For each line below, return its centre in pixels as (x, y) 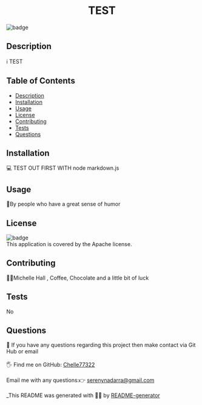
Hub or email (22, 352)
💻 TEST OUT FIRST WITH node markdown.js (63, 168)
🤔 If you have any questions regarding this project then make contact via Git (101, 345)
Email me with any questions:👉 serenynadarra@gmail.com (80, 380)
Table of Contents (41, 81)
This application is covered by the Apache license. (69, 244)
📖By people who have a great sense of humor (63, 204)
